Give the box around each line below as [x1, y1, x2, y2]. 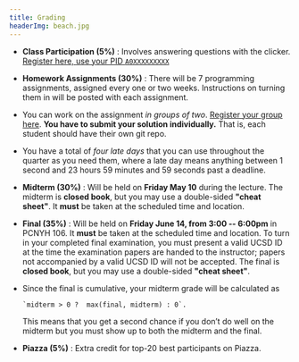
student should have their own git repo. [21, 128, 167, 139]
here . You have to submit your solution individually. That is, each [21, 118, 266, 130]
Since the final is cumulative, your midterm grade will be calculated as [21, 282, 280, 293]
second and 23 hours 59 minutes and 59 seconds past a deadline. [21, 164, 266, 175]
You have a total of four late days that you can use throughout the [21, 145, 265, 156]
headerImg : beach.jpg [9, 21, 90, 30]
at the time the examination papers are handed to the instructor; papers [21, 247, 286, 257]
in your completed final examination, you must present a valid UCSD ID [21, 237, 283, 248]
